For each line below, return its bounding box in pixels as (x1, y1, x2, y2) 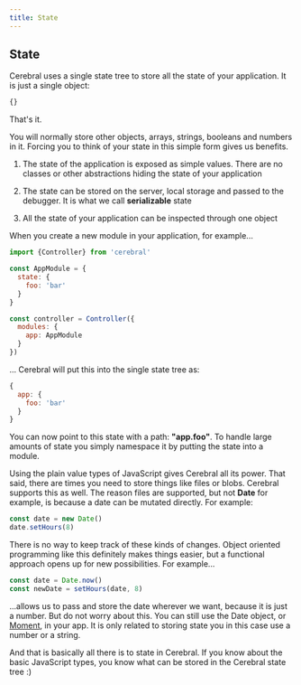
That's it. (9, 114, 42, 125)
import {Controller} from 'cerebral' (9, 248, 151, 258)
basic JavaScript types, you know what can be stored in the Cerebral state (9, 656, 287, 667)
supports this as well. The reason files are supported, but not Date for (9, 487, 269, 498)
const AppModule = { (9, 264, 87, 274)
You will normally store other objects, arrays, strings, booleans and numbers (9, 132, 293, 143)
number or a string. (9, 629, 81, 640)
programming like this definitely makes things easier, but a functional (9, 549, 265, 560)
